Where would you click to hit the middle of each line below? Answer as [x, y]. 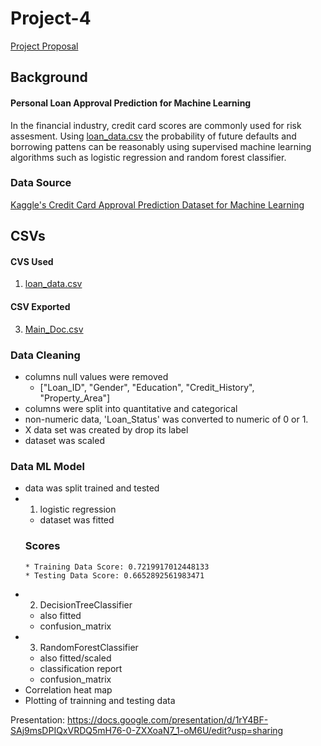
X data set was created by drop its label [106, 429]
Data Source [41, 183]
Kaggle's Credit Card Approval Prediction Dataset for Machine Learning [157, 204]
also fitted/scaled [75, 658]
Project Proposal [44, 46]
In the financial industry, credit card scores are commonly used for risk [156, 125]
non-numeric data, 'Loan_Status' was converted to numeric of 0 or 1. [166, 419]
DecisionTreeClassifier [86, 604]
